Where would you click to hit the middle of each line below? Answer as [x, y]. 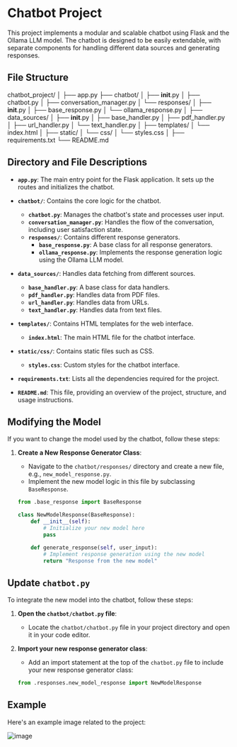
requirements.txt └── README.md [58, 140]
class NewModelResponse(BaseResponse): [76, 515]
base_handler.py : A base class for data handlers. [99, 287]
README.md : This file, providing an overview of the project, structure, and [122, 392]
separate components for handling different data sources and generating [114, 48]
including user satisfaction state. [76, 229]
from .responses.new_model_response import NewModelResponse [110, 683]
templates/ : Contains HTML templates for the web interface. [105, 323]
